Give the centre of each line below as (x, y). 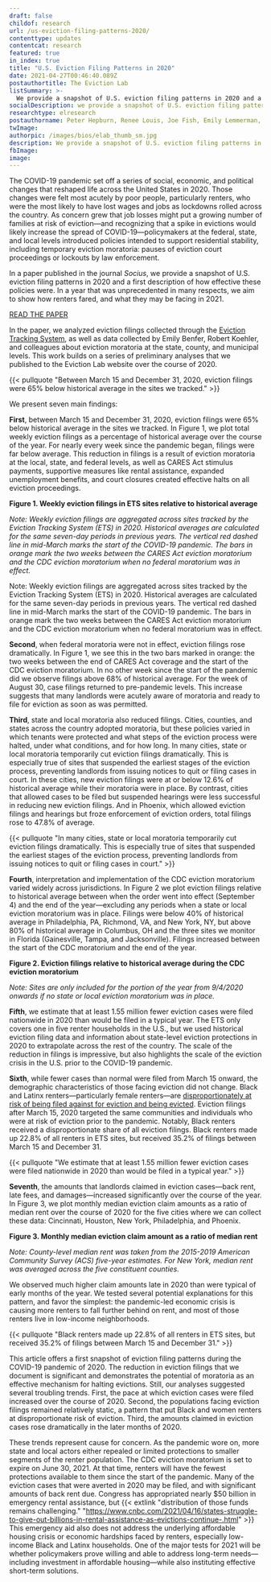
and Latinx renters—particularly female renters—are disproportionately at (131, 1096)
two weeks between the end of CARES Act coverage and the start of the (129, 661)
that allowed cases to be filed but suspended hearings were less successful (135, 797)
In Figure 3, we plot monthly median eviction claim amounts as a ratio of (128, 1204)
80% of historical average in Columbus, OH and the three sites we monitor (132, 931)
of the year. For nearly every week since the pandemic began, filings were (132, 445)
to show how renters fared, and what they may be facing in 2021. (117, 299)
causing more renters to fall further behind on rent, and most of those (124, 1310)
